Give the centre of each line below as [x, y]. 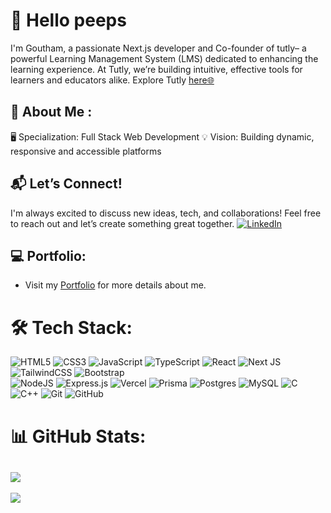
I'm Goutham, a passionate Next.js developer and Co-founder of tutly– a [158, 48]
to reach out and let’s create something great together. [122, 223]
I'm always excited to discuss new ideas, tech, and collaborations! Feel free [166, 213]
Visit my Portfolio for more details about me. [115, 285]
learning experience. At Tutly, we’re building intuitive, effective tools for [156, 69]
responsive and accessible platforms [86, 151]
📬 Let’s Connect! [66, 184]
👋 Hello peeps [68, 20]
